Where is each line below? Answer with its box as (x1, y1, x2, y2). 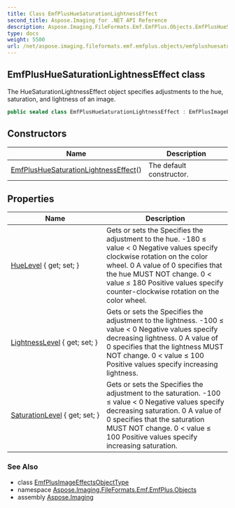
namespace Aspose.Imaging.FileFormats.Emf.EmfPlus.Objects (17, 485, 197, 494)
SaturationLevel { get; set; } (10, 411, 100, 420)
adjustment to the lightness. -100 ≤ (106, 316, 224, 326)
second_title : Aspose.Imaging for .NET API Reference (7, 17, 168, 24)
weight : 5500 (7, 36, 45, 43)
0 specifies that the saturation (106, 415, 205, 425)
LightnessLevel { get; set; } (10, 338, 98, 348)
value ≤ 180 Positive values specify (106, 278, 224, 288)
